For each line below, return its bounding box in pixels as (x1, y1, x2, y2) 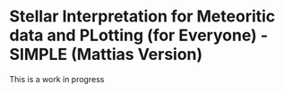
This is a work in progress (9, 73, 105, 84)
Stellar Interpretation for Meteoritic (9, 6, 276, 27)
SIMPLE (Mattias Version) (9, 45, 203, 64)
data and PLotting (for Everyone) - (9, 25, 269, 46)
